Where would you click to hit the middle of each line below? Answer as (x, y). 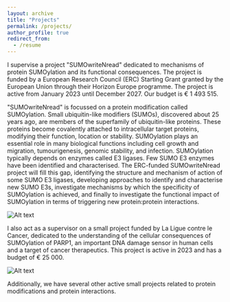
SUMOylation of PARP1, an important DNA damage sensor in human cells (110, 243)
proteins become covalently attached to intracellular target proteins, (103, 129)
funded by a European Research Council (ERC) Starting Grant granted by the (115, 79)
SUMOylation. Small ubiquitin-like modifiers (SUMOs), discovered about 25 (113, 114)
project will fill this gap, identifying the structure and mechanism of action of (115, 173)
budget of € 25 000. (36, 257)
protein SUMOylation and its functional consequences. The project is (105, 72)
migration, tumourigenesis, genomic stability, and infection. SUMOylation (111, 151)
